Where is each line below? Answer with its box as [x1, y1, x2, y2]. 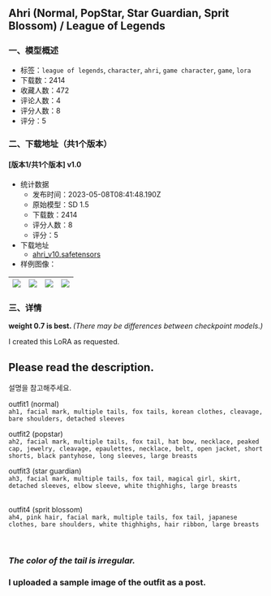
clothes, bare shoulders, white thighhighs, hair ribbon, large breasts [8, 520, 260, 529]
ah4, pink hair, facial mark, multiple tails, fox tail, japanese [8, 513, 238, 521]
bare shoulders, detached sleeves [8, 414, 126, 423]
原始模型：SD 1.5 [32, 199, 89, 209]
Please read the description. [8, 361, 154, 374]
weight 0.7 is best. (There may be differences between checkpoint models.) [8, 321, 264, 331]
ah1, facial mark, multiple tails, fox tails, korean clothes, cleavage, [8, 408, 264, 416]
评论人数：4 [19, 95, 61, 105]
